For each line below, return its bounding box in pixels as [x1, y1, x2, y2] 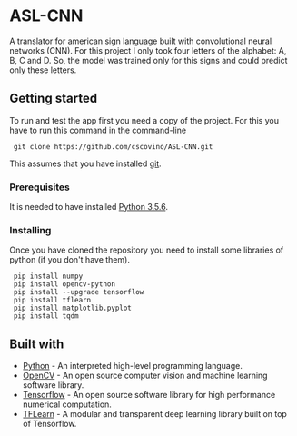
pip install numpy [13, 272, 84, 282]
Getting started [9, 91, 98, 106]
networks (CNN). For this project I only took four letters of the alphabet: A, [9, 45, 287, 55]
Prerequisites [9, 181, 70, 193]
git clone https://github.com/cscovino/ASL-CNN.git [13, 142, 213, 151]
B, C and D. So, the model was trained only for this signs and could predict [9, 54, 288, 65]
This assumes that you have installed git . [9, 158, 162, 169]
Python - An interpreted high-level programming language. [22, 361, 243, 372]
